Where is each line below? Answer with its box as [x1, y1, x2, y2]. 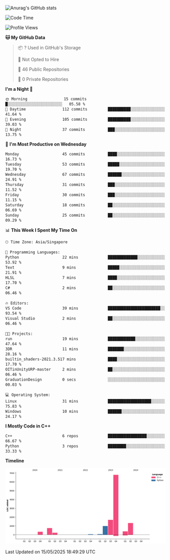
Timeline [5, 458, 24, 464]
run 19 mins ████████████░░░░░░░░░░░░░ [5, 336, 165, 341]
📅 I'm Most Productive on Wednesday [5, 141, 87, 147]
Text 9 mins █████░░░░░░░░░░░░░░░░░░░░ [5, 265, 165, 270]
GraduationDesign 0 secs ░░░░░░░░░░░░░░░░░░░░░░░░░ [5, 377, 165, 382]
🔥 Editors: [5, 301, 29, 306]
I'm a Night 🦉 [5, 86, 33, 92]
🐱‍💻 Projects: [5, 331, 33, 336]
